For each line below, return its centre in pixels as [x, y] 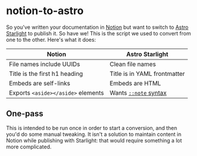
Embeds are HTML [136, 83]
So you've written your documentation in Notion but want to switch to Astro [97, 27]
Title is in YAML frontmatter [147, 74]
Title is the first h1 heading [46, 74]
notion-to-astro [45, 11]
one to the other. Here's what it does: [51, 39]
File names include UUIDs [45, 64]
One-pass [25, 114]
